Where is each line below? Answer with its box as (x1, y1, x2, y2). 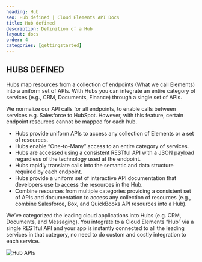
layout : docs (6, 31, 39, 37)
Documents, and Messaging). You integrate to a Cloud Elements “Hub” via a (6, 218, 194, 225)
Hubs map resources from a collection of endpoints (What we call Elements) (6, 81, 195, 88)
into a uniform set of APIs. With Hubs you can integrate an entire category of (6, 87, 196, 94)
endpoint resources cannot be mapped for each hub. (6, 118, 137, 125)
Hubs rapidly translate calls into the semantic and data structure (14, 161, 174, 169)
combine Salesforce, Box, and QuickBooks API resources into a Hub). (14, 200, 187, 207)
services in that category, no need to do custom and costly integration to (6, 231, 186, 238)
